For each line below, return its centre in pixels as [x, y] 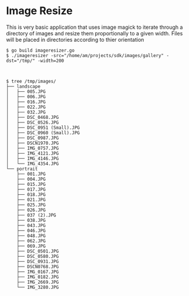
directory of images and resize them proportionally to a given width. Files [95, 33]
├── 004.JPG [31, 179]
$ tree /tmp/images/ [31, 81]
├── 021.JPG [31, 199]
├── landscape [23, 87]
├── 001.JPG [31, 174]
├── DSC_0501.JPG [38, 251]
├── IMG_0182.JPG [38, 277]
